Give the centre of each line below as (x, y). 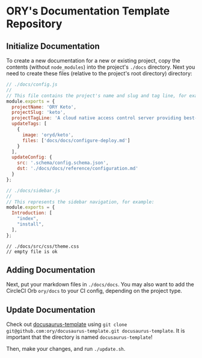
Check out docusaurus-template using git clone (67, 324)
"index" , (28, 219)
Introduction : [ (32, 213)
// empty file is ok (32, 251)
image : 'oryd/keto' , (48, 135)
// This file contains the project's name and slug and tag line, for (96, 96)
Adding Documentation (51, 270)
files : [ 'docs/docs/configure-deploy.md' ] (76, 140)
